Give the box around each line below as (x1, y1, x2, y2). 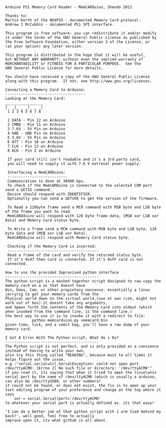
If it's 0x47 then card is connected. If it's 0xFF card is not (7, 257, 143, 262)
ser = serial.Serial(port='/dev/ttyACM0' (14, 396, 101, 401)
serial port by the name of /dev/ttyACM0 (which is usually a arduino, (5, 374, 157, 379)
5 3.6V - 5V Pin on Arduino (7, 135, 66, 140)
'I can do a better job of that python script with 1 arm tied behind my (5, 409, 162, 414)
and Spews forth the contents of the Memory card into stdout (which (5, 305, 153, 310)
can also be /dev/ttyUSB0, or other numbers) (5, 379, 101, 384)
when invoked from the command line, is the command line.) (5, 309, 133, 314)
